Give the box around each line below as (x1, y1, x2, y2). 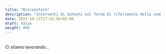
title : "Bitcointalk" (5, 7, 50, 12)
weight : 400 (5, 26, 30, 30)
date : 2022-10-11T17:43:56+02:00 (5, 16, 74, 21)
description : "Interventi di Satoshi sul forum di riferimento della (5, 12, 152, 17)
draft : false (5, 21, 32, 26)
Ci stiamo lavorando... (5, 44, 49, 50)
